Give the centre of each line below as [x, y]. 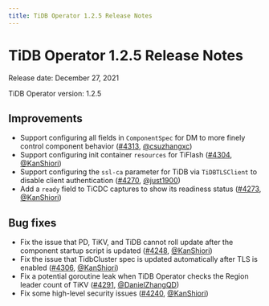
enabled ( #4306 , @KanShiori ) [69, 268]
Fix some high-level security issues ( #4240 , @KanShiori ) [114, 293]
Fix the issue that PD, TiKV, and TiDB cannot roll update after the [126, 243]
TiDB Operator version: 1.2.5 [55, 93]
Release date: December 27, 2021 [63, 78]
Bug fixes [33, 223]
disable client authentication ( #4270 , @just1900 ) [100, 181]
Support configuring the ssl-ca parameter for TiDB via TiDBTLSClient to [139, 172]
